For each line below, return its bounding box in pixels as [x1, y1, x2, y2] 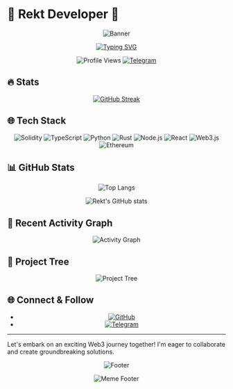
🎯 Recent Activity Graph [7, 217, 113, 229]
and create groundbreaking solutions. [7, 347, 114, 356]
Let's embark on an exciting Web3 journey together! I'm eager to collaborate [7, 340, 225, 348]
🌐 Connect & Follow [7, 295, 94, 306]
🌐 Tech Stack [7, 115, 67, 127]
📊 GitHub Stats [7, 161, 75, 173]
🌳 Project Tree [7, 256, 69, 267]
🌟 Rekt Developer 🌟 [7, 6, 119, 22]
